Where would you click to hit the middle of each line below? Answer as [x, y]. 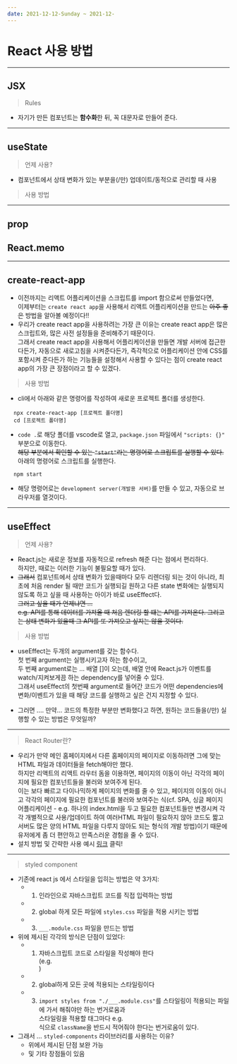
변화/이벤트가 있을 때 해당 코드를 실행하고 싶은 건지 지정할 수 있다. [108, 695]
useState [28, 146]
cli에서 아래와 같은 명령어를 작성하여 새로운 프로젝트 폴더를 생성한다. [111, 399]
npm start [28, 474]
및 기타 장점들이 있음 [56, 1054]
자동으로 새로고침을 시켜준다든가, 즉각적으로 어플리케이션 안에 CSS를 [133, 351]
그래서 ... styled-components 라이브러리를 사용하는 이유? [96, 1036]
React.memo [36, 248]
